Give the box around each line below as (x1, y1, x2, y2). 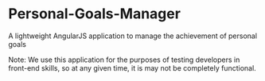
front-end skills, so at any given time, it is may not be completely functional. (8, 63, 256, 72)
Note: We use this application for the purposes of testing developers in (8, 55, 240, 64)
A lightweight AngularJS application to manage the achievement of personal (8, 31, 257, 40)
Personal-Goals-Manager (8, 5, 181, 23)
